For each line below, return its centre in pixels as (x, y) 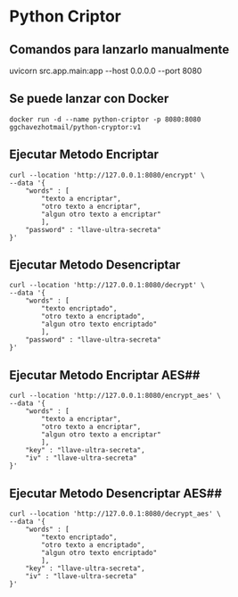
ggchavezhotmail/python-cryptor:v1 (75, 127)
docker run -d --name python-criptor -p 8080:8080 (105, 119)
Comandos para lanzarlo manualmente (119, 50)
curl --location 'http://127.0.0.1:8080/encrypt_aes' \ (115, 396)
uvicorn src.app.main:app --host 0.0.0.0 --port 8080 (106, 70)
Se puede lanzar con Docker (89, 99)
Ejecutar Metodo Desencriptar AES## (116, 493)
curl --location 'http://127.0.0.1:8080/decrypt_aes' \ (115, 514)
